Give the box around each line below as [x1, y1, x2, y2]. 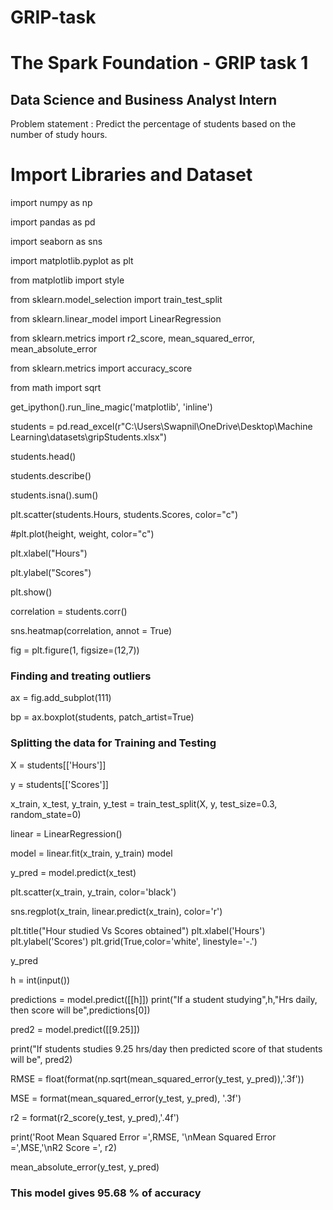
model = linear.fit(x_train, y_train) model [10, 847, 173, 859]
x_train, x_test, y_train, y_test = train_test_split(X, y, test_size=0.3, [10, 797, 278, 810]
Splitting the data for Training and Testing [10, 736, 217, 750]
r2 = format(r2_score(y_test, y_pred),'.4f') [10, 1111, 180, 1123]
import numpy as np [10, 197, 93, 209]
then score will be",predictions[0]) [10, 1004, 151, 1016]
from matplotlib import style [10, 274, 125, 286]
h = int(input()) [10, 974, 71, 986]
